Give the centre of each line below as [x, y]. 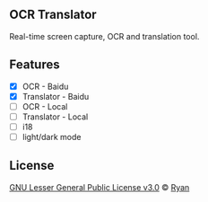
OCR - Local [45, 106]
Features [35, 65]
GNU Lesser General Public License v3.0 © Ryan [100, 187]
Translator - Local [55, 117]
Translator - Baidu [56, 96]
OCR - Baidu [45, 86]
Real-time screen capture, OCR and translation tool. [104, 36]
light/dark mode [52, 136]
